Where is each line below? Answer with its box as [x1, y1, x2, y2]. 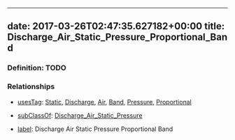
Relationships [7, 81, 55, 91]
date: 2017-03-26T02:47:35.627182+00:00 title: [7, 20, 225, 32]
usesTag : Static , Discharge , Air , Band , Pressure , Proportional [17, 98, 192, 106]
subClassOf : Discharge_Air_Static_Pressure [17, 111, 143, 119]
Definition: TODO [7, 63, 66, 73]
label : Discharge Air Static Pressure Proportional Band [17, 125, 173, 133]
